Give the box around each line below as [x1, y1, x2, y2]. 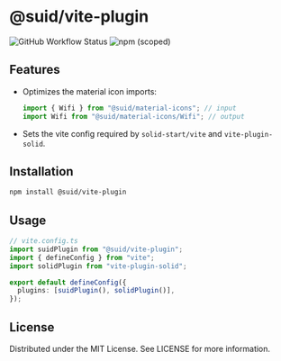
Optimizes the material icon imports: [22, 86, 158, 96]
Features [9, 62, 60, 77]
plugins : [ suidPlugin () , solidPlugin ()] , [17, 286, 176, 295]
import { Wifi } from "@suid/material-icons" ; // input [22, 104, 237, 113]
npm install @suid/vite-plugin [9, 187, 127, 197]
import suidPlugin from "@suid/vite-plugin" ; [9, 245, 183, 254]
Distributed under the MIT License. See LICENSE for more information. [9, 343, 271, 354]
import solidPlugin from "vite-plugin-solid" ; [9, 261, 187, 271]
